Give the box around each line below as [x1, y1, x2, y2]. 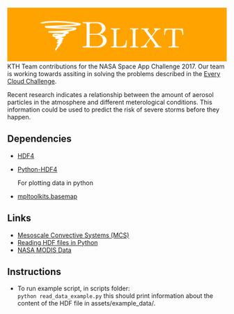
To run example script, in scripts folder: [17, 284, 130, 293]
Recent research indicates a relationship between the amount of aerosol [7, 91, 214, 99]
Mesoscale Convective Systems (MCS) [17, 231, 130, 239]
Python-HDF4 [17, 165, 58, 173]
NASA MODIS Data [17, 246, 72, 254]
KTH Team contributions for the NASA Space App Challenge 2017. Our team [7, 62, 225, 70]
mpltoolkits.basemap [17, 192, 78, 200]
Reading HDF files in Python [17, 238, 98, 246]
